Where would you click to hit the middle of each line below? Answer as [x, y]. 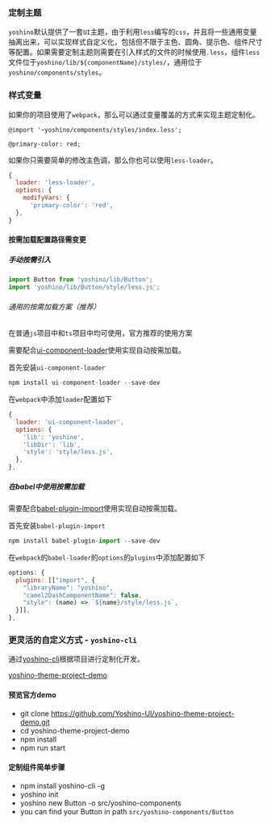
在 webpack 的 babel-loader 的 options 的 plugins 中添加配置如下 [107, 557]
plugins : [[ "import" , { [55, 580]
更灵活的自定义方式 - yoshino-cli [73, 640]
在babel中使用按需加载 [46, 486]
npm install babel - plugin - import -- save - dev [84, 541]
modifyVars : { [46, 198]
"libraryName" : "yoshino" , [68, 588]
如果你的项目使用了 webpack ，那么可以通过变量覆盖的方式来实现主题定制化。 [134, 114]
